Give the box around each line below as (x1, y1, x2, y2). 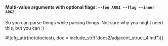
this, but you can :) (5, 25, 45, 31)
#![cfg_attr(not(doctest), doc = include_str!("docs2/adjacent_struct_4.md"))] (5, 35, 163, 41)
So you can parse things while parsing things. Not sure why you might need (5, 20, 163, 26)
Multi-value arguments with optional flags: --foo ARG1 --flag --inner (5, 4, 155, 10)
